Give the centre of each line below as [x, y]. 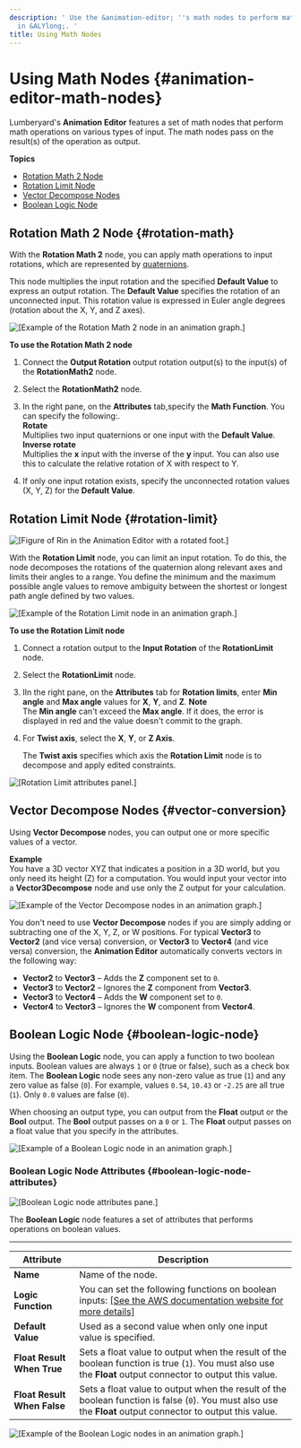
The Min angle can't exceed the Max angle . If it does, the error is [143, 711]
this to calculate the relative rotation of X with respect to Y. [130, 464]
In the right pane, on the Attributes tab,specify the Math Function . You [153, 407]
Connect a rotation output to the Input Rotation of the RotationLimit [148, 647]
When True [38, 1368]
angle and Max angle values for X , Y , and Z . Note [115, 701]
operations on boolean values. [65, 1228]
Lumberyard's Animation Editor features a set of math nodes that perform [146, 123]
